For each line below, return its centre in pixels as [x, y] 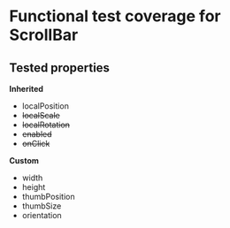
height [34, 187]
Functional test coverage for [115, 16]
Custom [24, 160]
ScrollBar [44, 35]
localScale [41, 115]
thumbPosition [48, 197]
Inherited [27, 89]
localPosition [45, 106]
